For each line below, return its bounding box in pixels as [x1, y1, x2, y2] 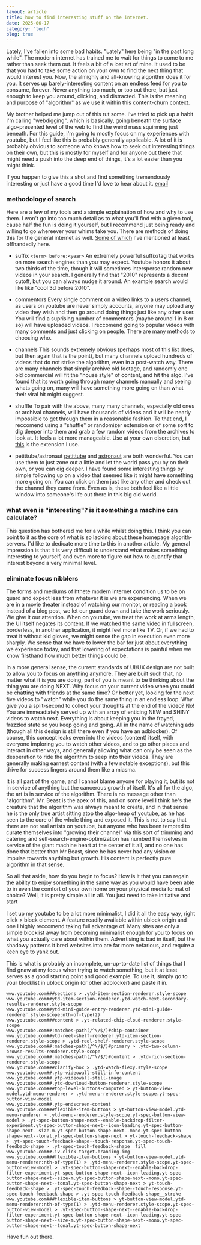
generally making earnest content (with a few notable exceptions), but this [6, 760, 190, 767]
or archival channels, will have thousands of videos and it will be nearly [14, 409, 191, 416]
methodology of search [6, 195, 76, 204]
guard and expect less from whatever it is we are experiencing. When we [6, 594, 187, 602]
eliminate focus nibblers [6, 574, 79, 582]
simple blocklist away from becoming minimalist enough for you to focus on [6, 929, 193, 937]
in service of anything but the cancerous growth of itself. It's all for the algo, [6, 784, 194, 791]
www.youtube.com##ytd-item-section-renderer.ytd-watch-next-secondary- [6, 996, 189, 1002]
